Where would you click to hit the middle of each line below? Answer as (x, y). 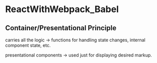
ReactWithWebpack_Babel (62, 9)
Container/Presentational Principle (61, 28)
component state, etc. (28, 45)
